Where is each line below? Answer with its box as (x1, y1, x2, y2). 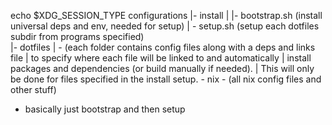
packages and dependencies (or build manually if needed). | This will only (10, 63, 315, 74)
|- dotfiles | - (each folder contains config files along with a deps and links (10, 41, 316, 53)
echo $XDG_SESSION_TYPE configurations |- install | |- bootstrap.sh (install (10, 10, 323, 21)
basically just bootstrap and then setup (24, 103, 186, 115)
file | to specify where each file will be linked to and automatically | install (10, 52, 312, 64)
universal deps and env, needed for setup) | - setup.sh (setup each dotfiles (10, 20, 320, 32)
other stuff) (10, 84, 57, 95)
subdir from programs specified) (10, 31, 145, 42)
